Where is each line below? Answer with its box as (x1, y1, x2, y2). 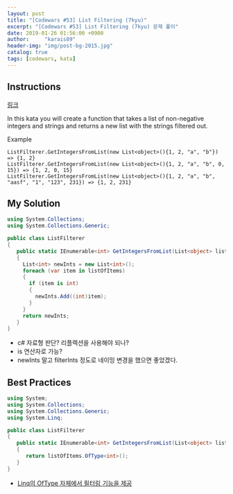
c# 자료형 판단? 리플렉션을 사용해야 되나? (17, 339, 130, 347)
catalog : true (7, 49, 49, 56)
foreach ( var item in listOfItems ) (22, 267, 126, 274)
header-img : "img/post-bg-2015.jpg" (7, 42, 113, 49)
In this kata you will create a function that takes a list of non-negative (7, 114, 205, 122)
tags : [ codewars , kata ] (7, 56, 76, 62)
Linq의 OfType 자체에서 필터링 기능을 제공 (17, 479, 132, 487)
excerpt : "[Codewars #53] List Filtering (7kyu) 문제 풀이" (7, 23, 179, 30)
